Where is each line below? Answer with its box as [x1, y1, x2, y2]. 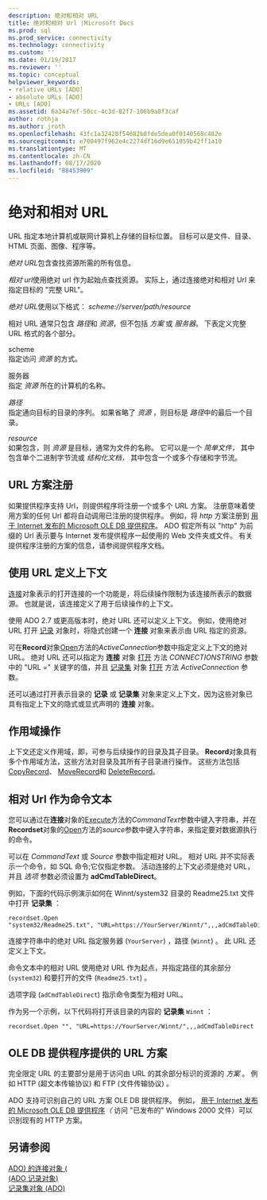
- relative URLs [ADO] [8, 85, 83, 94]
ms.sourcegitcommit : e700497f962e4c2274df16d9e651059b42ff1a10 [8, 137, 222, 145]
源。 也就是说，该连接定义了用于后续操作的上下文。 [8, 598, 177, 608]
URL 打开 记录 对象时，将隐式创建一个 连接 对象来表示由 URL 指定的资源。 [8, 625, 252, 635]
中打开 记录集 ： [8, 899, 61, 908]
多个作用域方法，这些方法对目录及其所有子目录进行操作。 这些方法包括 [8, 757, 240, 767]
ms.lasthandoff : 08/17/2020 [8, 160, 102, 168]
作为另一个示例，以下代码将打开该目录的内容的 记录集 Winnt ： [8, 1007, 213, 1016]
